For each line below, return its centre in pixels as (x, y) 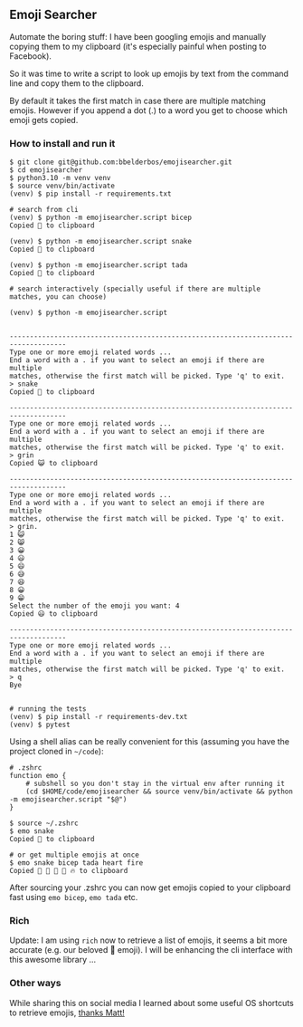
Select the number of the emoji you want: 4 (95, 606)
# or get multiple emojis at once (75, 855)
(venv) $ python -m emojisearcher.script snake (101, 242)
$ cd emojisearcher (46, 170)
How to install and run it (62, 143)
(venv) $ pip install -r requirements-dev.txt (99, 717)
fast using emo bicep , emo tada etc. (74, 897)
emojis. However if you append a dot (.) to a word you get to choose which (148, 110)
